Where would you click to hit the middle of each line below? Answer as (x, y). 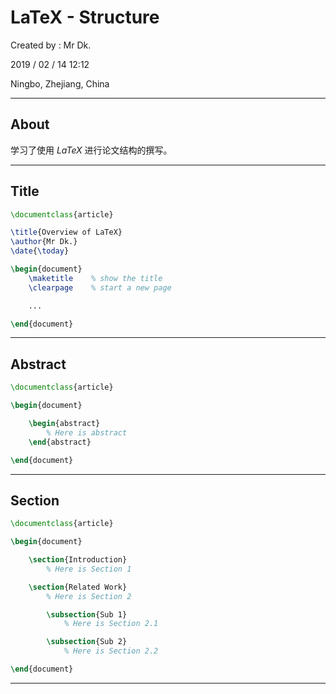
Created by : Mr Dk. (51, 45)
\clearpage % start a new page (100, 287)
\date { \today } (40, 251)
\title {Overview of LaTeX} (66, 232)
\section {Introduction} (78, 560)
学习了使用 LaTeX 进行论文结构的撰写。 (91, 150)
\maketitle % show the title (95, 278)
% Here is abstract (87, 432)
